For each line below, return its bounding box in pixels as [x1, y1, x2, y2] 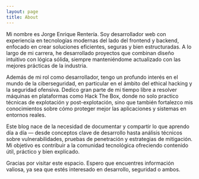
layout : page [6, 8, 39, 15]
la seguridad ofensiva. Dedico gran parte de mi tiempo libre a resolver [6, 86, 177, 93]
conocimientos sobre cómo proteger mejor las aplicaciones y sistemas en [6, 105, 187, 112]
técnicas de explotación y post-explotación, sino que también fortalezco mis [6, 98, 193, 106]
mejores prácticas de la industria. [6, 62, 88, 69]
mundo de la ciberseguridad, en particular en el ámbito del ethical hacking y [6, 79, 192, 87]
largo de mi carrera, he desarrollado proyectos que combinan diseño [6, 49, 174, 56]
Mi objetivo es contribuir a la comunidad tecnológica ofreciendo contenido [6, 142, 189, 149]
